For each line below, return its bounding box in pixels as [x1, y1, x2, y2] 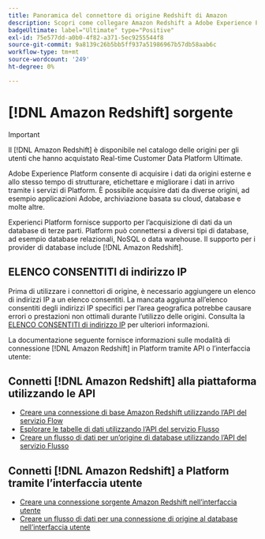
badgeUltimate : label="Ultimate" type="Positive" [8, 26, 175, 34]
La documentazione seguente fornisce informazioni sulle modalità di [8, 335, 230, 344]
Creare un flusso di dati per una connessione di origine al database [19, 514, 238, 524]
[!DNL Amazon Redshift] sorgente [8, 103, 234, 121]
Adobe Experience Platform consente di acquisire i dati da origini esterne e [8, 169, 252, 178]
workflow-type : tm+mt [8, 48, 80, 56]
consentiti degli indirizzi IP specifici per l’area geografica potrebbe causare [8, 303, 252, 312]
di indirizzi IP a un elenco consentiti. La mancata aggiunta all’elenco [8, 295, 228, 304]
